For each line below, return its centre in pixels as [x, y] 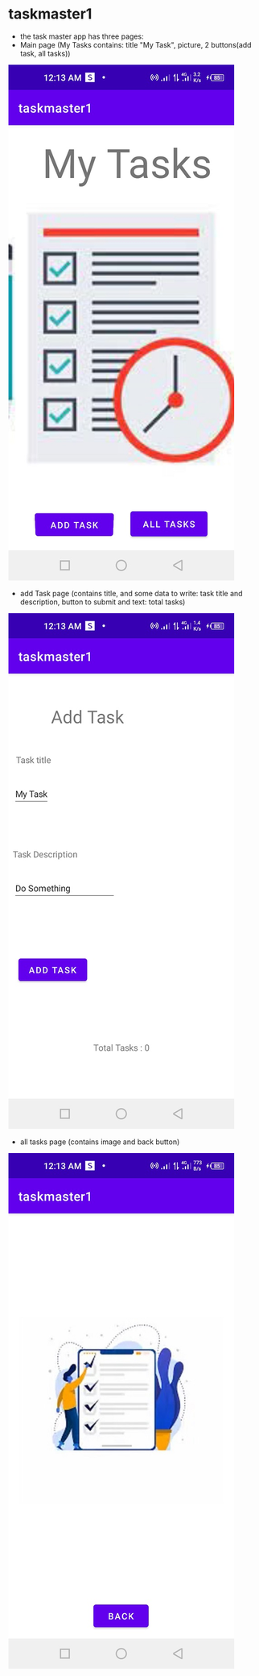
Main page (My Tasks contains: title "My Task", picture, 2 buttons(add [136, 44]
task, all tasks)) [45, 53]
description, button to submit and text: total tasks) [103, 602]
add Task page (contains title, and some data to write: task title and [131, 593]
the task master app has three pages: [82, 36]
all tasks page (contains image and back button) [100, 1142]
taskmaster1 [50, 14]
